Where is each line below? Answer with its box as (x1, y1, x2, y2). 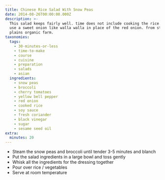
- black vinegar (14, 117, 48, 122)
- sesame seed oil (14, 126, 52, 131)
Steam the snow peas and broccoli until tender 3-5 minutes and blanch (12, 149, 156, 155)
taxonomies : (5, 35, 29, 40)
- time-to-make (14, 48, 45, 53)
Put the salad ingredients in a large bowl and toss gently (12, 154, 126, 160)
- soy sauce (14, 108, 38, 113)
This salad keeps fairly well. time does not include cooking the (9, 21, 148, 26)
